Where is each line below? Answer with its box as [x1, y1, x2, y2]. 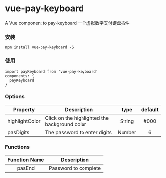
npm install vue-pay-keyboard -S [5, 45, 74, 50]
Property [13, 106, 35, 113]
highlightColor [7, 117, 41, 124]
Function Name [7, 156, 44, 163]
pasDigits [7, 129, 30, 135]
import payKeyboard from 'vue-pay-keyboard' [5, 69, 98, 74]
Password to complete [49, 165, 101, 172]
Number [117, 129, 137, 135]
